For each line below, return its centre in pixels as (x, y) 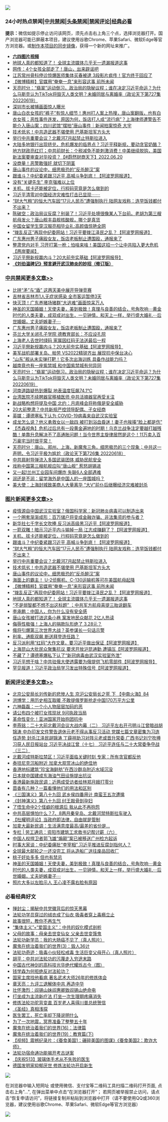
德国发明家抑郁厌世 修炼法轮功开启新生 (52, 1066)
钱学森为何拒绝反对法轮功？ (41, 971)
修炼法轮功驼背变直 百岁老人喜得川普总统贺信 (59, 1003)
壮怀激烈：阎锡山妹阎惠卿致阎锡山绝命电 (54, 990)
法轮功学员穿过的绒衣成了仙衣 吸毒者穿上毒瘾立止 (63, 915)
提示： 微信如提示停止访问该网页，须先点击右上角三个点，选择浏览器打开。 (82, 33)
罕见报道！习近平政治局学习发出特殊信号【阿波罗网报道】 (71, 668)
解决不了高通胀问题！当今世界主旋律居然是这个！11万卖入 (97, 434)
